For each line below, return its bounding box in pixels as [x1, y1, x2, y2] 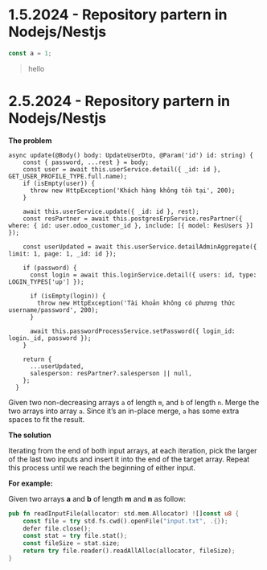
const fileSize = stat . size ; [23, 539, 121, 547]
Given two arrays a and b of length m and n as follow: [8, 494, 187, 503]
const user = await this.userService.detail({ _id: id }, [23, 165, 221, 174]
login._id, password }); [8, 334, 92, 342]
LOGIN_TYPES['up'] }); [8, 277, 84, 286]
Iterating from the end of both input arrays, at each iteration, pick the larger [8, 445, 257, 455]
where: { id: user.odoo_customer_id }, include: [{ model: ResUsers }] [8, 221, 253, 230]
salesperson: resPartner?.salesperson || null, [29, 369, 193, 377]
